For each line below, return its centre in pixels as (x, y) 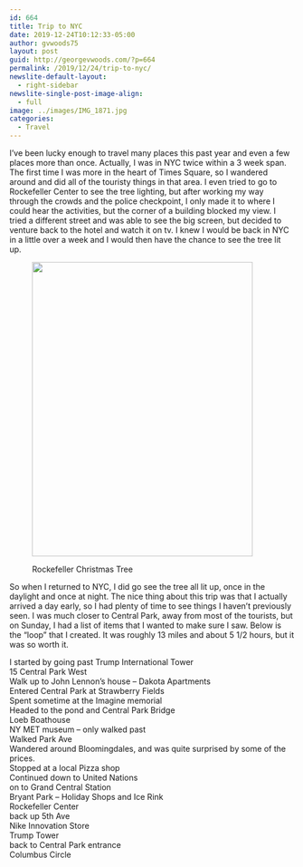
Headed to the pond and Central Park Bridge (92, 710)
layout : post (34, 52)
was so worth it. (39, 645)
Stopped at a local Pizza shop (65, 768)
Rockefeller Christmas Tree (83, 569)
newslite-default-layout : (58, 77)
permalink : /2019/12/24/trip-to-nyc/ (80, 69)
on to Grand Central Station (60, 787)
